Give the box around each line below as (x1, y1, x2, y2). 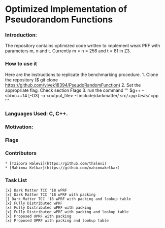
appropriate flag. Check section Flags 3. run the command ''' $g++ (5, 87, 141, 93)
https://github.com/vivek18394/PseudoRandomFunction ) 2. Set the (5, 82, 141, 88)
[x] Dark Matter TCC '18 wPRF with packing (5, 192, 96, 197)
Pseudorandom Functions (5, 14, 113, 25)
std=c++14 (5, 92, 27, 98)
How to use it (5, 60, 37, 67)
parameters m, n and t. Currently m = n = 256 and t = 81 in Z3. (5, 48, 131, 54)
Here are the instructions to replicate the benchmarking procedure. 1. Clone (5, 72, 159, 77)
